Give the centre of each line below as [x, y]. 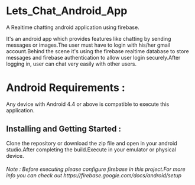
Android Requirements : [66, 88]
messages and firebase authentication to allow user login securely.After [93, 57]
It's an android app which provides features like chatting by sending [89, 38]
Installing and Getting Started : [64, 129]
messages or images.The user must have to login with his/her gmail [88, 45]
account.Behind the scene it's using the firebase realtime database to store [97, 51]
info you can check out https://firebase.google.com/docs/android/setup [94, 176]
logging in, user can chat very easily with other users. [71, 64]
